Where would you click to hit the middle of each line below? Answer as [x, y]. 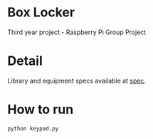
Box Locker [41, 12]
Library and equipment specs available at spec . [77, 81]
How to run [41, 109]
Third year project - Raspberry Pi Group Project [77, 32]
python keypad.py [33, 128]
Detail [25, 61]
